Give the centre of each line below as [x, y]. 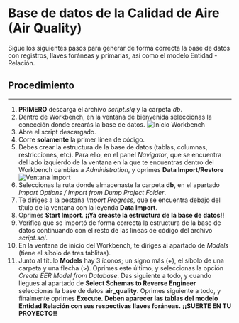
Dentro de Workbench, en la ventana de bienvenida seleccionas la [115, 117]
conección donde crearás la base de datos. [82, 124]
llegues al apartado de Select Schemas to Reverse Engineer [107, 283]
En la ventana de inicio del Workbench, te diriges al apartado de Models [123, 245]
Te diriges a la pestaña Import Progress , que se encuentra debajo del [119, 200]
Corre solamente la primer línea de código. [81, 139]
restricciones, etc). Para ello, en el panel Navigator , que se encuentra [120, 154]
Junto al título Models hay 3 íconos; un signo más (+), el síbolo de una [121, 260]
